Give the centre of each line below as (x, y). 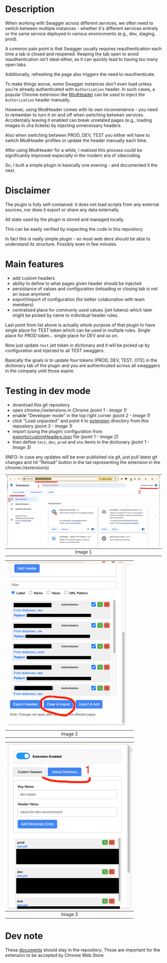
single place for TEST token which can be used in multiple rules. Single (78, 330)
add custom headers (34, 278)
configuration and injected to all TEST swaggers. (55, 350)
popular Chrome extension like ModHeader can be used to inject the (75, 94)
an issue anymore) (31, 294)
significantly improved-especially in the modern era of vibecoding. (73, 155)
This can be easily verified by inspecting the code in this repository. (75, 229)
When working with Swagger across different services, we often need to (79, 23)
